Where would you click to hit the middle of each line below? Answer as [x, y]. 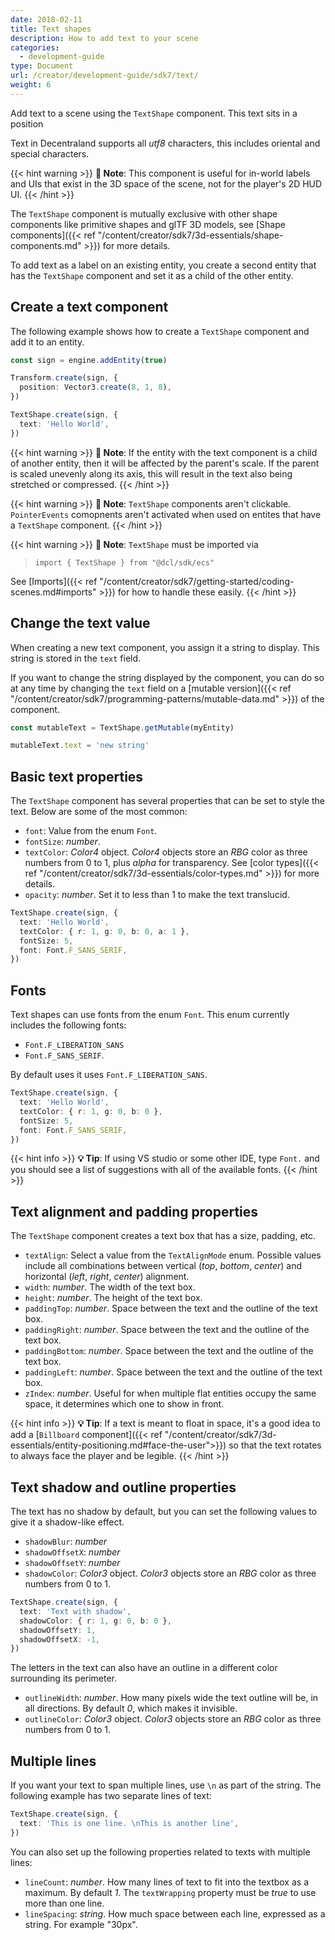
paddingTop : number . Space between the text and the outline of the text [171, 1308]
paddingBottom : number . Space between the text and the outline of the [169, 1351]
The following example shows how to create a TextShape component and [160, 331]
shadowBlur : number [66, 1541]
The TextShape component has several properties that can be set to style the [167, 801]
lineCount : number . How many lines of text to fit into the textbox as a [166, 1882]
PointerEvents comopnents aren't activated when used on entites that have [166, 514]
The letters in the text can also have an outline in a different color [144, 1668]
